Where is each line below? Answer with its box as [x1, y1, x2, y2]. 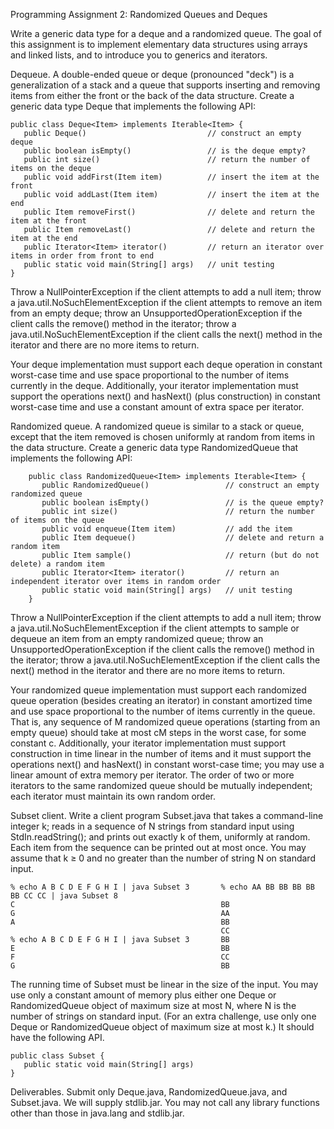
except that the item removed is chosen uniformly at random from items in [10, 431, 315, 443]
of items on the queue [10, 515, 105, 525]
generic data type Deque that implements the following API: [10, 100, 256, 112]
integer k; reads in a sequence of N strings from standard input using [10, 820, 295, 832]
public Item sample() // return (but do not [41, 550, 320, 560]
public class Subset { [10, 1051, 105, 1061]
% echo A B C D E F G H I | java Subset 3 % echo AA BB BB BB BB [10, 882, 315, 892]
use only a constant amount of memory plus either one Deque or [10, 989, 277, 1001]
